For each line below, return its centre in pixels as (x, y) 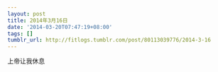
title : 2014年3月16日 (38, 20)
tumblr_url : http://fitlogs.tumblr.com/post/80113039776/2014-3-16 (109, 40)
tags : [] (20, 34)
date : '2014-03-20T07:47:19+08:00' (60, 27)
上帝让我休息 (26, 61)
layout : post (27, 14)
